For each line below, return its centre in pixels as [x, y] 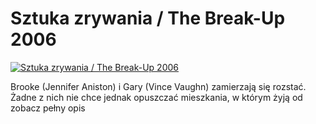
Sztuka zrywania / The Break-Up [148, 18]
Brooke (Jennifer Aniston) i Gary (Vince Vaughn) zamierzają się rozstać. [158, 86]
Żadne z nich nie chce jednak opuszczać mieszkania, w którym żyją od [156, 97]
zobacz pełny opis [48, 108]
